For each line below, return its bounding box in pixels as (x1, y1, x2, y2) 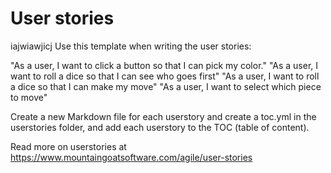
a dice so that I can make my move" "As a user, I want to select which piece (10, 80, 322, 92)
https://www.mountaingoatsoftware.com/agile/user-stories (10, 151, 253, 163)
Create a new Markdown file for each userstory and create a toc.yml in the (10, 110, 317, 122)
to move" (10, 91, 48, 103)
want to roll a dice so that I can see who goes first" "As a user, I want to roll (10, 70, 320, 82)
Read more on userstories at (10, 140, 127, 152)
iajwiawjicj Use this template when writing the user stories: (10, 40, 252, 52)
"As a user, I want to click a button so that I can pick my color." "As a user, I (10, 59, 319, 71)
